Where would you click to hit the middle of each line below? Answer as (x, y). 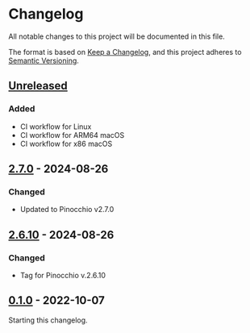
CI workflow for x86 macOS (66, 144)
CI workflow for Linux (56, 127)
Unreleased (38, 86)
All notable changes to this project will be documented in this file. (117, 36)
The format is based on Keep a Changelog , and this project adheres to (125, 52)
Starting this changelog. (48, 320)
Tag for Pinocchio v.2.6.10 (63, 275)
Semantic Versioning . (44, 60)
